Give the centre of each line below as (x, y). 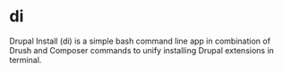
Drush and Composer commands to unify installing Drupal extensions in (142, 50)
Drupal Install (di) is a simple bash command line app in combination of (140, 41)
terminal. (26, 60)
